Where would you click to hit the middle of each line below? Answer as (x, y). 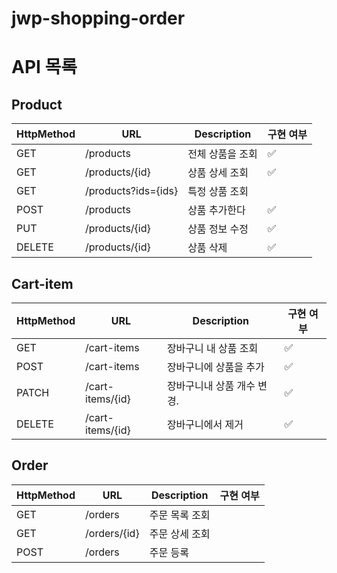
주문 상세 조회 (180, 534)
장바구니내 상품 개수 (211, 385)
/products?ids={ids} (132, 191)
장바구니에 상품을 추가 (215, 367)
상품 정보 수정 (218, 229)
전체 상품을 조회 (222, 154)
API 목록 (44, 67)
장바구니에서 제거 (205, 424)
